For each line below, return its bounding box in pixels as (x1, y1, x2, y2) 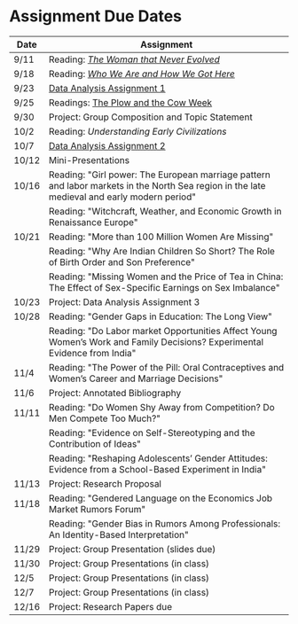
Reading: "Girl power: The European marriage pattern (48, 168, 271, 181)
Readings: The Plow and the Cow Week (48, 96, 213, 108)
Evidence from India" (48, 347, 137, 359)
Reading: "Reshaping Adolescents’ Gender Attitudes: (48, 452, 269, 464)
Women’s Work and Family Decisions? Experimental (48, 335, 264, 347)
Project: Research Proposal (48, 477, 162, 489)
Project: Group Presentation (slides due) (48, 542, 216, 555)
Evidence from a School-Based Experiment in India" (48, 463, 266, 475)
